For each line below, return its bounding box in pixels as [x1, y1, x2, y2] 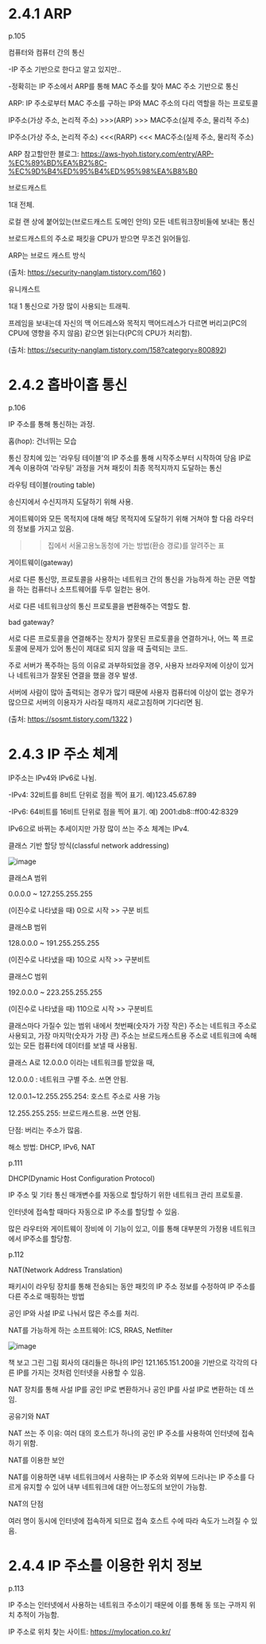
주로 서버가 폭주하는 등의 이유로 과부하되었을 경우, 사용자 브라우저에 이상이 [8, 660, 240, 670]
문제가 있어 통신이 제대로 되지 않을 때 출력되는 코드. [29, 643, 188, 653]
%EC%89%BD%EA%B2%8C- [8, 158, 107, 167]
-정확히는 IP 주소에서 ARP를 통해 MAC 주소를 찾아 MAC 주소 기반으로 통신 [8, 81, 239, 91]
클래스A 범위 [8, 873, 48, 882]
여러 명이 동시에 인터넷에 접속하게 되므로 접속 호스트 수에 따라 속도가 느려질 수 [8, 1516, 250, 1525]
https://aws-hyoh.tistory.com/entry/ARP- [80, 149, 214, 158]
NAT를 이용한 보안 [8, 1455, 65, 1465]
